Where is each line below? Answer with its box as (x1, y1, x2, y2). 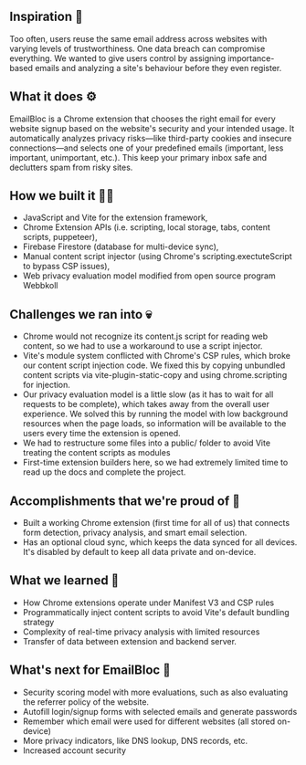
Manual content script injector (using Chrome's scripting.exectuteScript (22, 251, 292, 262)
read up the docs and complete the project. (22, 466, 186, 477)
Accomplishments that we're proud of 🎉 (9, 493, 240, 508)
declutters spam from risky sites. (9, 162, 133, 173)
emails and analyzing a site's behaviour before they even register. (35, 62, 282, 73)
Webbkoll (22, 280, 58, 291)
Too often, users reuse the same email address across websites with (9, 33, 268, 44)
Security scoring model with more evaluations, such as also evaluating (22, 686, 289, 697)
